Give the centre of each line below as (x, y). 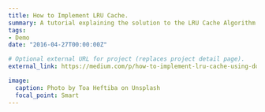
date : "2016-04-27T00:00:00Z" (58, 45)
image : (19, 80)
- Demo (19, 37)
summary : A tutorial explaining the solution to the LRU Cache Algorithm (132, 23)
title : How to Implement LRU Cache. (68, 15)
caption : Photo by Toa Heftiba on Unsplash (88, 88)
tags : (17, 30)
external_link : (33, 67)
